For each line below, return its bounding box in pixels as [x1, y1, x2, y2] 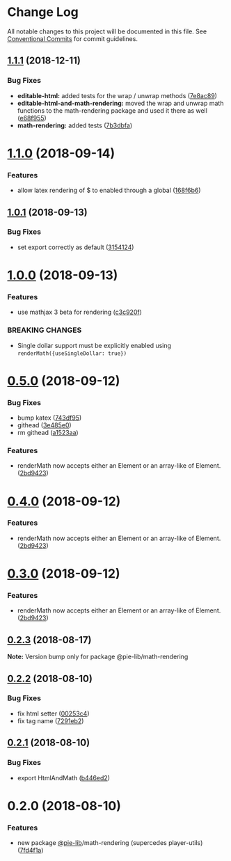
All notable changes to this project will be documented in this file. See [7, 27, 207, 35]
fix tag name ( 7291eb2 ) [17, 716, 84, 725]
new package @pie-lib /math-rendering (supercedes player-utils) [17, 839, 203, 846]
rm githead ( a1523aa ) [17, 429, 79, 437]
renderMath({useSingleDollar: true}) [17, 349, 127, 357]
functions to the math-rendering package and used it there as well [17, 106, 207, 115]
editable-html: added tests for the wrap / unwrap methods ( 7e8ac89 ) [17, 91, 218, 100]
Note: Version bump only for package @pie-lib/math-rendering [7, 652, 189, 661]
